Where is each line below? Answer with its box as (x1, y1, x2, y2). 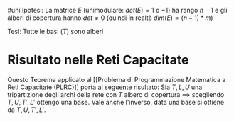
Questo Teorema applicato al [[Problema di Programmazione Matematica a (7, 75, 226, 83)
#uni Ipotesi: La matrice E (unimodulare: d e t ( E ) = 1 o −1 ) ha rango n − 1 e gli (7, 6, 228, 14)
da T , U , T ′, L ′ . (7, 105, 46, 114)
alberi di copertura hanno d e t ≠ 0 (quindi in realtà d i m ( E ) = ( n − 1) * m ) (7, 13, 213, 22)
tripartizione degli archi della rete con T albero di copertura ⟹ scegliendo (7, 90, 225, 98)
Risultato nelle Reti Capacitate (7, 52, 189, 68)
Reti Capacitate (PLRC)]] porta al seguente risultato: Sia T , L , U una (7, 83, 203, 91)
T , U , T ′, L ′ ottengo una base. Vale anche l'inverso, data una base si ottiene (7, 98, 225, 106)
